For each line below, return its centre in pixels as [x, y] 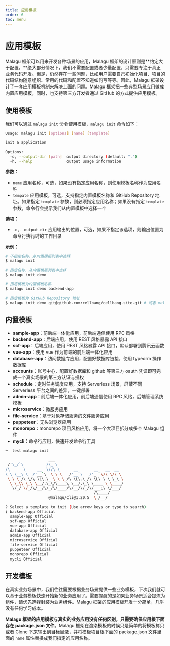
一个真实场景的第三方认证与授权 [50, 377]
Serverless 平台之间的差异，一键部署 [51, 390]
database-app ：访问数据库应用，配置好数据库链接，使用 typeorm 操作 [87, 359]
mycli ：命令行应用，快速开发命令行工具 [54, 441]
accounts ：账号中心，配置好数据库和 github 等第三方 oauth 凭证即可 [84, 371]
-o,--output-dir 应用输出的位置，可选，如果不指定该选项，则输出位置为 [88, 229]
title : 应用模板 [21, 10]
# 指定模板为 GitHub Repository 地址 [42, 298]
